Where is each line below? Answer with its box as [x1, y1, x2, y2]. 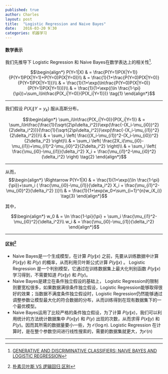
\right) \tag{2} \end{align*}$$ [66, 153, 127, 159]
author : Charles [5, 12, 39, 17]
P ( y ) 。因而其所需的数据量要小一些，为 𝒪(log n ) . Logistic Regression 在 [12, 322, 156, 328]
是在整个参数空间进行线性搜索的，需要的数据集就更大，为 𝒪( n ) [25, 328, 153, 334]
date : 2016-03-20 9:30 [5, 26, 57, 31]
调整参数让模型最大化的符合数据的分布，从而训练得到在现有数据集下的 [12, 297, 157, 303]
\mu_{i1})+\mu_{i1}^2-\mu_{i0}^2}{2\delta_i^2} [11, 143, 106, 149]
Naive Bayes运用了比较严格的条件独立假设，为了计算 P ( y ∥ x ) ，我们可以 [12, 309, 157, 315]
